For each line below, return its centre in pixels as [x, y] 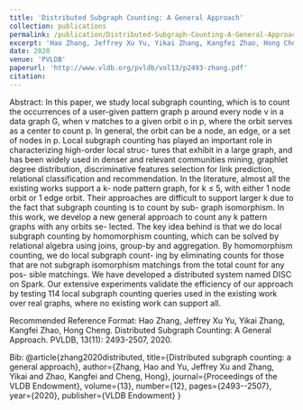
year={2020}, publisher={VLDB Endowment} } [96, 395]
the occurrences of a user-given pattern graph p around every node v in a [147, 111]
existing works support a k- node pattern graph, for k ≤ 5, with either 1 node [150, 188]
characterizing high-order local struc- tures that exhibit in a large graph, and [151, 150]
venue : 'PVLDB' [38, 59]
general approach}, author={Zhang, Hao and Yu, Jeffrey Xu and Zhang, [142, 367]
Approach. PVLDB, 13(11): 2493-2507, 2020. [91, 340]
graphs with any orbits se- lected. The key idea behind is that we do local [146, 226]
